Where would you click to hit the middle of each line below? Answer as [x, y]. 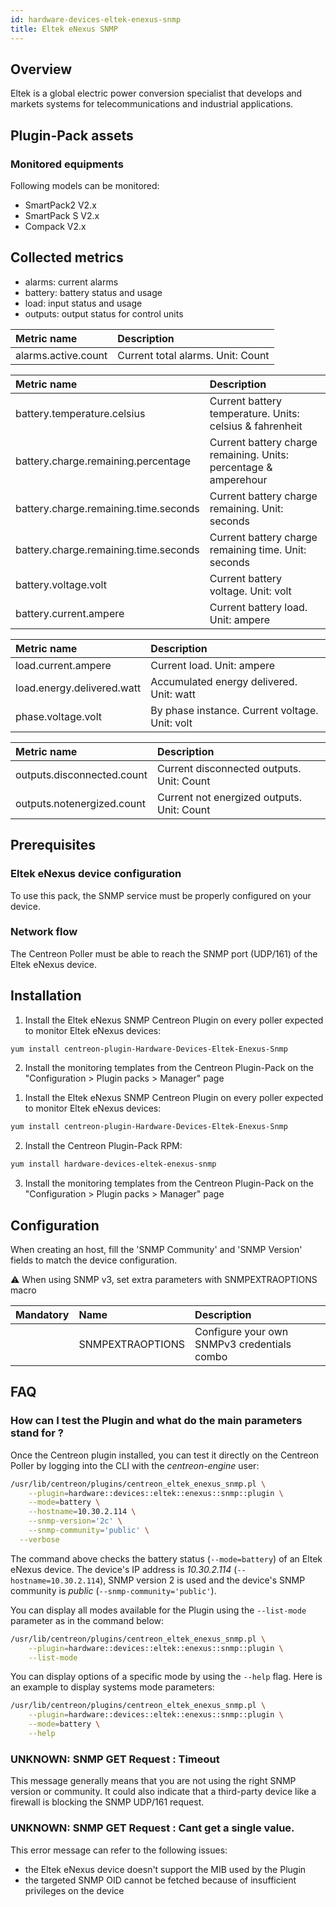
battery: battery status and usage [93, 292]
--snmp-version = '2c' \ [75, 1521]
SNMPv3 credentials [243, 1344]
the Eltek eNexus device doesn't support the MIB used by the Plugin [165, 1869]
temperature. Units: [254, 413]
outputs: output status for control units [104, 313]
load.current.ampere [63, 665]
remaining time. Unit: [258, 549]
